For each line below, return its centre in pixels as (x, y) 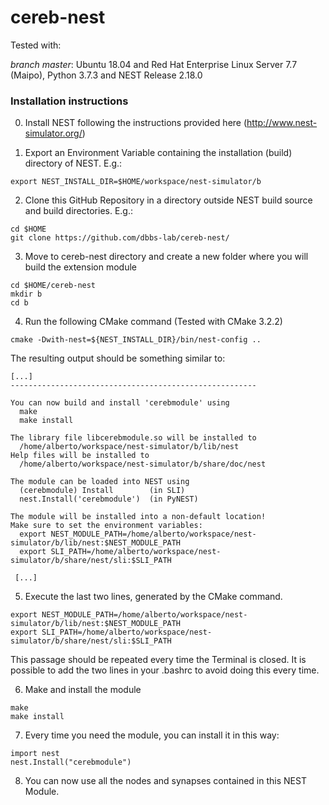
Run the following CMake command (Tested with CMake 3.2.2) (153, 322)
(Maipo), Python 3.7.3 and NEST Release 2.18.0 (106, 75)
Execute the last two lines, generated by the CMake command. (153, 597)
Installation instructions (69, 101)
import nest (35, 754)
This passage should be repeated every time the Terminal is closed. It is (158, 660)
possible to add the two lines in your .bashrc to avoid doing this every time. (165, 670)
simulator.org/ (53, 133)
